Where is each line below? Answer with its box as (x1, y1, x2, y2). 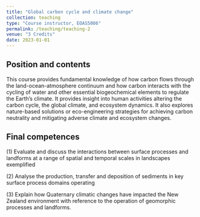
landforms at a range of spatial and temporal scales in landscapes (6, 154, 170, 161)
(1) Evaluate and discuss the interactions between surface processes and (6, 148, 189, 155)
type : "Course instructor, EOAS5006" (6, 20, 102, 26)
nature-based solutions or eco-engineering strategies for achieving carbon (6, 107, 193, 115)
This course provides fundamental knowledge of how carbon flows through (6, 75, 195, 82)
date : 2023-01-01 (6, 37, 50, 43)
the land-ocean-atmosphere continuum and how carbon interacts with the (6, 82, 192, 89)
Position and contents (6, 59, 91, 70)
